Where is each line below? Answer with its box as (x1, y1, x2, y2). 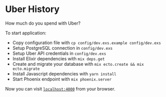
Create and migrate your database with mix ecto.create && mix (12, 61, 144, 67)
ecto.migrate (12, 66, 40, 71)
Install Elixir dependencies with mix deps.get (12, 55, 105, 61)
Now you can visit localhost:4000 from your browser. (5, 85, 115, 91)
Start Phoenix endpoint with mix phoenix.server (12, 76, 112, 82)
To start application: (5, 30, 47, 36)
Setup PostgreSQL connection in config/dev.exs (12, 45, 113, 51)
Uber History (5, 4, 60, 15)
